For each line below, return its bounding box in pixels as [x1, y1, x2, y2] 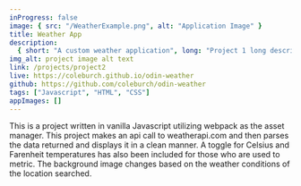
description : [9, 38, 58, 47]
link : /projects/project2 [9, 63, 106, 72]
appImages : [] [9, 96, 63, 106]
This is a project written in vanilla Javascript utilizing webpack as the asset [9, 121, 285, 131]
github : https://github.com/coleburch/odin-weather [9, 80, 206, 89]
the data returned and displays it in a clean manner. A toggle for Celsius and [9, 139, 289, 150]
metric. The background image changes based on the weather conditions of [9, 158, 290, 170]
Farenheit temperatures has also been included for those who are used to [9, 149, 280, 160]
